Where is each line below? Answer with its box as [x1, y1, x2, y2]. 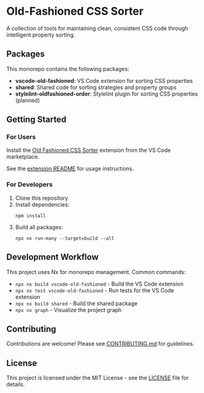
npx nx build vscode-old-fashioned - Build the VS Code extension [15, 280, 184, 288]
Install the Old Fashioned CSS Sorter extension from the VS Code [6, 147, 171, 154]
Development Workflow [6, 252, 99, 262]
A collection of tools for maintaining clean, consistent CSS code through [6, 25, 189, 32]
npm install [15, 213, 46, 219]
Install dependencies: [15, 200, 70, 208]
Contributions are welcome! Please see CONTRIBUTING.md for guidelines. [6, 340, 195, 348]
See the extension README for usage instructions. [6, 165, 134, 172]
